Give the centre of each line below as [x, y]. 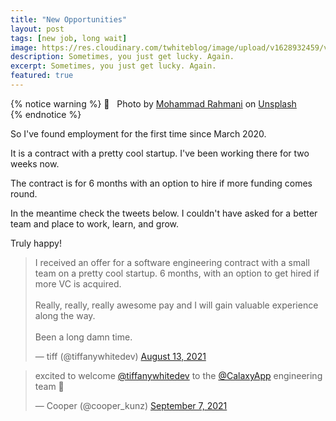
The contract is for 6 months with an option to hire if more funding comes [161, 183]
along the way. [65, 315]
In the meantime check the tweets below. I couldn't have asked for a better [164, 213]
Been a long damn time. [83, 337]
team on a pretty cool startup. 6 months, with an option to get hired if [177, 273]
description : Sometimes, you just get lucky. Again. [122, 57]
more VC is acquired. [78, 283]
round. [24, 193]
